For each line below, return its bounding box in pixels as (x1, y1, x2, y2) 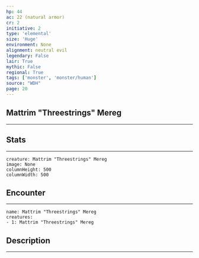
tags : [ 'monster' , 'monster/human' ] (6, 75, 97, 81)
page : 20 (6, 86, 28, 92)
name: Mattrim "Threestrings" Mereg (6, 209, 97, 215)
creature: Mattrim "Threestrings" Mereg (6, 156, 108, 162)
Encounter (6, 187, 46, 198)
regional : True (6, 69, 44, 75)
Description (6, 235, 50, 246)
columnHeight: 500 (6, 167, 52, 173)
